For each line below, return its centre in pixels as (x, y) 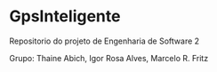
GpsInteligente (65, 16)
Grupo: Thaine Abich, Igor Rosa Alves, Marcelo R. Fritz (109, 58)
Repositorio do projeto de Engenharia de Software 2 (104, 41)
